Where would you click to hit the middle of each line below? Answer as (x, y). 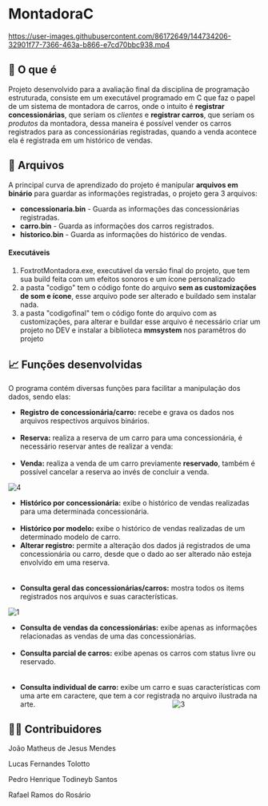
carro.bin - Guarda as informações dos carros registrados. (117, 226)
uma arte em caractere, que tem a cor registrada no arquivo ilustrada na (138, 695)
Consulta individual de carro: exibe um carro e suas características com (140, 687)
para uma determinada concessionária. (84, 511)
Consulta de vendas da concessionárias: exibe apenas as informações (138, 627)
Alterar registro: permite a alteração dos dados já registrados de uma (135, 545)
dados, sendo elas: (40, 397)
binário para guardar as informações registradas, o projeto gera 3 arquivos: (133, 193)
